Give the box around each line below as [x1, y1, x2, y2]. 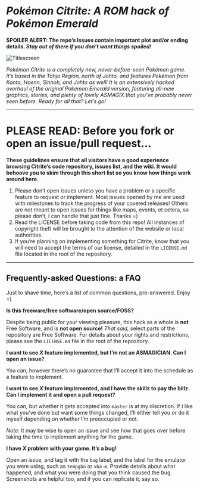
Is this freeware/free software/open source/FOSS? [6, 307, 134, 314]
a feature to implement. [6, 373, 64, 380]
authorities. [14, 231, 43, 238]
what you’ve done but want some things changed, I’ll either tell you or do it [6, 409, 189, 416]
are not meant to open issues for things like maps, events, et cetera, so [14, 206, 189, 213]
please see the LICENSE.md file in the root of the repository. [6, 337, 149, 344]
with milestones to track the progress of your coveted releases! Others [14, 200, 189, 207]
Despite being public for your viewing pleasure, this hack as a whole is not [6, 318, 189, 325]
